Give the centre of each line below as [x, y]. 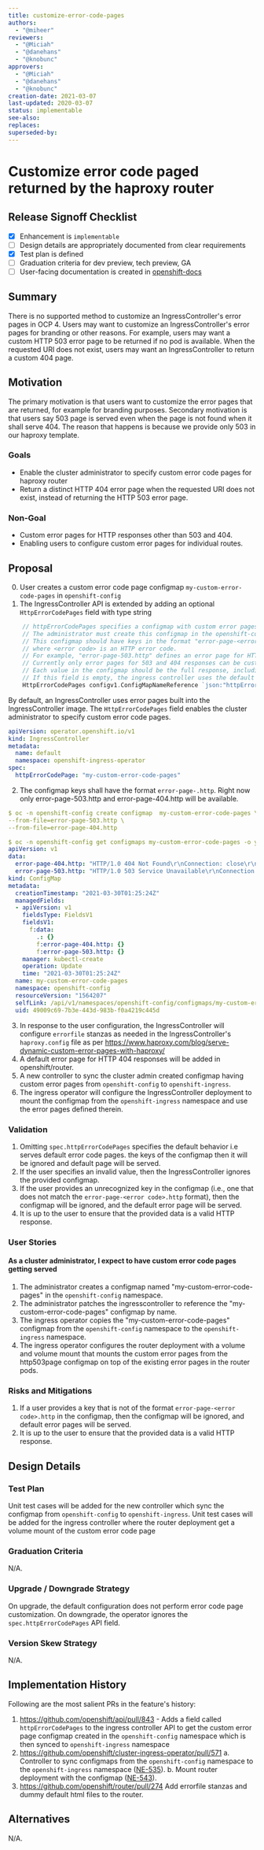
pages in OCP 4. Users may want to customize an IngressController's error [129, 324]
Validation [28, 1129]
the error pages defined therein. [71, 1109]
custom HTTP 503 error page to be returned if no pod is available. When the [132, 341]
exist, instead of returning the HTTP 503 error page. [104, 498]
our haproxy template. [44, 435]
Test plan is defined [51, 253]
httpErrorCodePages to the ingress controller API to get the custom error [136, 1727]
